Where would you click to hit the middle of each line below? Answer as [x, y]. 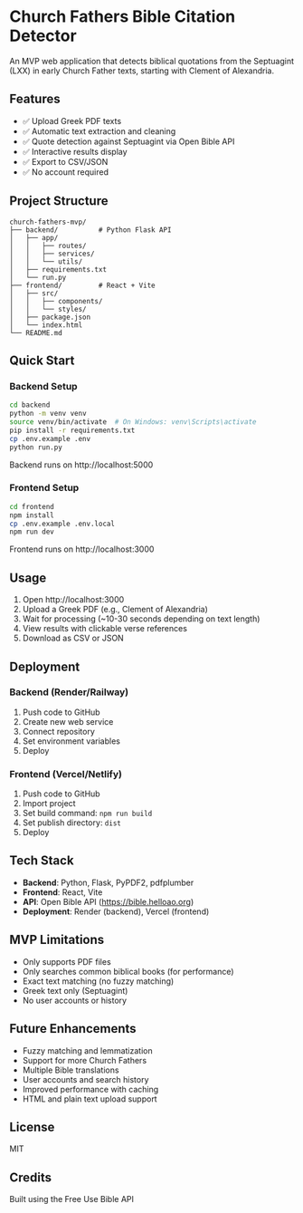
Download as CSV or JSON [73, 638]
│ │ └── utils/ [46, 261]
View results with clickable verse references [105, 629]
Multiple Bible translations [71, 1070]
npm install [32, 515]
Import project [49, 804]
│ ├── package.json [50, 317]
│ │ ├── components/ [56, 301]
